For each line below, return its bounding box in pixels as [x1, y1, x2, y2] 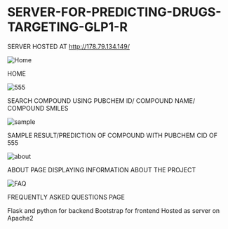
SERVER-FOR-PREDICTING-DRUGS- [7, 4, 222, 20]
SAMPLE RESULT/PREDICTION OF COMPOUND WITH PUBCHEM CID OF [7, 131, 217, 139]
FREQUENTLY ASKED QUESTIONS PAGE [7, 193, 125, 201]
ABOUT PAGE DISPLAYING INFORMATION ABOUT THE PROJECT [7, 165, 196, 174]
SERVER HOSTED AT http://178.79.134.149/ [7, 42, 130, 50]
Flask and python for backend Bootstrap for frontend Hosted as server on [7, 206, 220, 214]
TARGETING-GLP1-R [7, 19, 128, 35]
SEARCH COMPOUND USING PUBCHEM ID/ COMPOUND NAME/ [7, 96, 195, 105]
